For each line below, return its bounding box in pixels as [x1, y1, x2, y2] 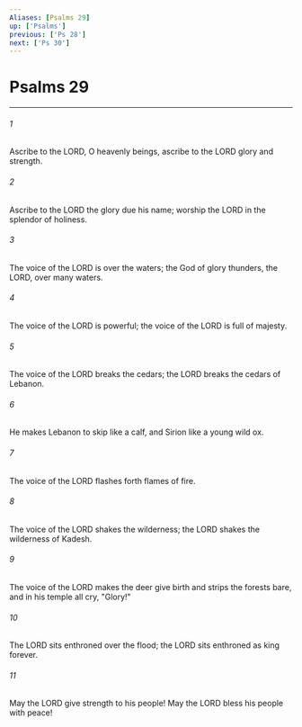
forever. [9, 650, 39, 660]
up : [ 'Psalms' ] [9, 22, 67, 31]
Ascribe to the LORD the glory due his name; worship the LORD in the [9, 204, 267, 215]
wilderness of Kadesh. [9, 533, 93, 544]
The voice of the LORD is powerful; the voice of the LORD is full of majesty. [9, 320, 288, 331]
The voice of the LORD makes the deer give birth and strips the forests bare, [9, 582, 292, 593]
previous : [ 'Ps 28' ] [9, 30, 87, 39]
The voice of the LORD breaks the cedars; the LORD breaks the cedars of [9, 369, 281, 380]
